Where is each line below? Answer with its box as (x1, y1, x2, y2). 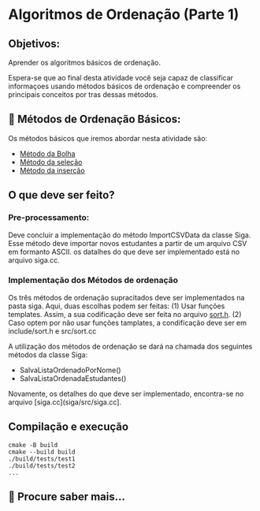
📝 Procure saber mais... (8, 490, 126, 503)
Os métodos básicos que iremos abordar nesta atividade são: (8, 133, 207, 143)
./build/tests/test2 (8, 461, 76, 470)
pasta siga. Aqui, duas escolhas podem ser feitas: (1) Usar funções (8, 301, 225, 311)
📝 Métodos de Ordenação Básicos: (8, 113, 181, 126)
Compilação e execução (8, 420, 128, 434)
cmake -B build (8, 441, 58, 449)
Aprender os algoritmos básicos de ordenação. (8, 58, 162, 67)
